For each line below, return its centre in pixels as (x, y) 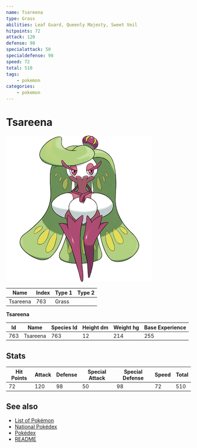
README (26, 439)
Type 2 (86, 293)
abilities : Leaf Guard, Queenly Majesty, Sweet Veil (72, 25)
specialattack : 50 (28, 50)
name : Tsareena (25, 12)
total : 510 (19, 68)
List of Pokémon (34, 420)
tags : (13, 74)
